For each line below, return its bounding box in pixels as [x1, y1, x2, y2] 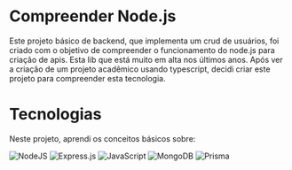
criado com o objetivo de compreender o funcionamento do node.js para [9, 44, 275, 55]
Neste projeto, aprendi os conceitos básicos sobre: [9, 133, 196, 143]
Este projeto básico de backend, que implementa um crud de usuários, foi [9, 35, 280, 46]
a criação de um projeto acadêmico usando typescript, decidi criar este [9, 64, 271, 74]
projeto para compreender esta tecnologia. [9, 73, 166, 83]
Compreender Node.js [9, 6, 177, 27]
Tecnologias [9, 104, 102, 125]
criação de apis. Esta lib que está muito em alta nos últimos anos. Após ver [9, 54, 284, 65]
